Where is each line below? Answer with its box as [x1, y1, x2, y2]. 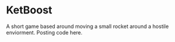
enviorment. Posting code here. [6, 29, 82, 36]
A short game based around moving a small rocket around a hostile [6, 23, 169, 30]
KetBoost [6, 3, 52, 17]
